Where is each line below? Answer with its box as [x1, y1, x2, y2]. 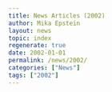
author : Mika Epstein [8, 19, 81, 27]
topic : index [8, 34, 52, 42]
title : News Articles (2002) [8, 11, 106, 20]
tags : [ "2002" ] [8, 71, 59, 79]
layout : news [8, 26, 52, 34]
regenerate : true [8, 42, 66, 50]
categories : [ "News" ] [8, 64, 81, 72]
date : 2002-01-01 [8, 49, 66, 57]
